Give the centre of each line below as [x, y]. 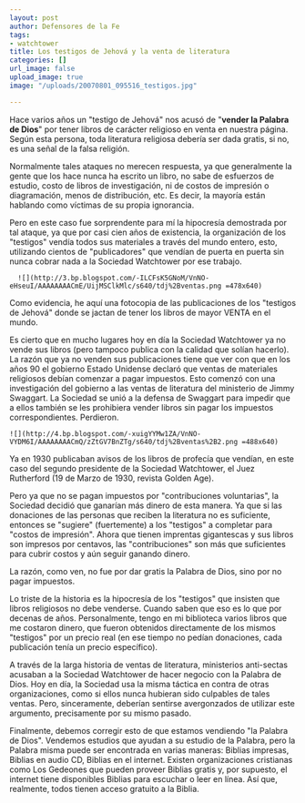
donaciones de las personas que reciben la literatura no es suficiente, [140, 514]
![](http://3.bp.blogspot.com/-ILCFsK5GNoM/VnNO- [113, 278]
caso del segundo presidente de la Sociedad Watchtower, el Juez [132, 468]
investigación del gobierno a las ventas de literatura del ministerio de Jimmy [152, 388]
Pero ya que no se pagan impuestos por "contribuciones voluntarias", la [144, 495]
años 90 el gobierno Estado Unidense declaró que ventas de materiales [143, 369]
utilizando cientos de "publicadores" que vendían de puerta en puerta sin [147, 251]
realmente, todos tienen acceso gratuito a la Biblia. [105, 788]
